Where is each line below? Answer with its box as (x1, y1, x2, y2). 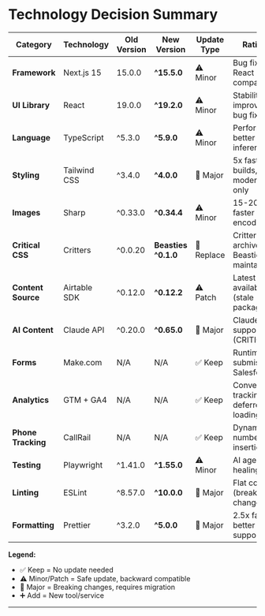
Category (15, 39, 53, 50)
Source (12, 292, 40, 303)
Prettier (62, 519, 91, 530)
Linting (12, 487, 39, 498)
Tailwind (62, 164, 95, 175)
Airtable (62, 282, 93, 293)
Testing (12, 459, 42, 470)
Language (12, 132, 51, 143)
